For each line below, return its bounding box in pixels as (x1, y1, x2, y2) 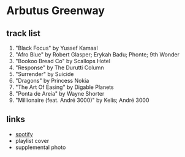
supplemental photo (15, 144, 66, 151)
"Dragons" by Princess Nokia (15, 77, 89, 84)
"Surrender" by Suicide (15, 71, 74, 77)
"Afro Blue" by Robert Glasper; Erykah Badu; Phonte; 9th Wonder (15, 51, 179, 58)
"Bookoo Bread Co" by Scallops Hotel (15, 58, 111, 64)
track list (6, 28, 41, 39)
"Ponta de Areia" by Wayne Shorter (15, 90, 105, 97)
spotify (15, 130, 34, 138)
